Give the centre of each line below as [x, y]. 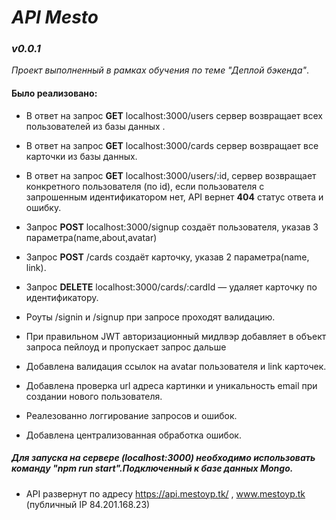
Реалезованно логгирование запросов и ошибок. [131, 415]
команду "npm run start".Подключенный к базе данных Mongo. [152, 468]
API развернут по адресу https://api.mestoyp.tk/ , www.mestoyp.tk [165, 493]
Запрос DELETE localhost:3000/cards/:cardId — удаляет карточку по [171, 287]
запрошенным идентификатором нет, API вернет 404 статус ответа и [174, 197]
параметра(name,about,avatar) [91, 237]
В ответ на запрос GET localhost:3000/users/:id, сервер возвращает [171, 175]
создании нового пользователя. [94, 396]
